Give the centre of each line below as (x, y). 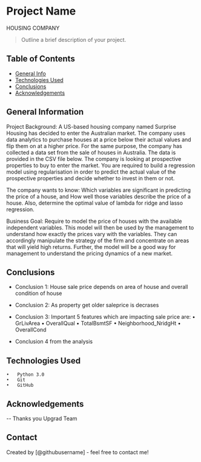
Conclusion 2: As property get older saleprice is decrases (87, 305)
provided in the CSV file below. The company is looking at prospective (94, 158)
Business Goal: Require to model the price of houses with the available (94, 221)
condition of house (38, 293)
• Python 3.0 (25, 375)
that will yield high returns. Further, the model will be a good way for (91, 246)
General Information (45, 112)
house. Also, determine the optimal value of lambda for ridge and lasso (95, 203)
